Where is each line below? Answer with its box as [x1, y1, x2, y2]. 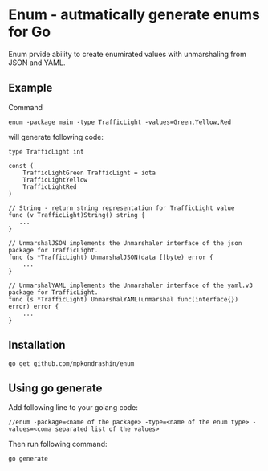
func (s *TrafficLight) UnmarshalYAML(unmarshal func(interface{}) [8, 295, 239, 303]
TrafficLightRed [22, 182, 78, 190]
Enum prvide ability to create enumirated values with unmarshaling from [8, 49, 246, 59]
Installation [8, 338, 66, 352]
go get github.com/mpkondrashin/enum [8, 359, 135, 367]
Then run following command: [8, 440, 108, 449]
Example [8, 81, 53, 95]
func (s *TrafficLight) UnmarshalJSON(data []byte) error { [8, 253, 214, 261]
